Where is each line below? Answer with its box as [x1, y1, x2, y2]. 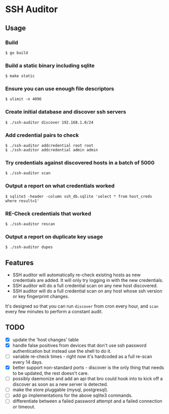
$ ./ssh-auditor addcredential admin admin [5, 148, 98, 153]
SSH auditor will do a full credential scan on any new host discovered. [12, 282, 158, 289]
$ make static [5, 73, 35, 79]
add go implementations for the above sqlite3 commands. [12, 392, 133, 398]
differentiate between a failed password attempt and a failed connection [12, 398, 162, 404]
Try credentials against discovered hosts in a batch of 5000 [5, 159, 155, 166]
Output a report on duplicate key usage [5, 233, 103, 240]
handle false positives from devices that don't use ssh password [12, 342, 147, 348]
